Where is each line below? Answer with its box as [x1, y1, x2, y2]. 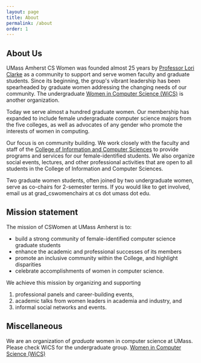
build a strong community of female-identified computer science [14, 235, 176, 242]
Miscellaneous [6, 321, 63, 331]
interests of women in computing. [6, 128, 90, 135]
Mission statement [6, 207, 78, 218]
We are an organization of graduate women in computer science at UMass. [6, 337, 193, 344]
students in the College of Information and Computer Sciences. [6, 165, 164, 173]
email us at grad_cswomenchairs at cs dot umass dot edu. [6, 190, 151, 197]
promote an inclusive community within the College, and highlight [14, 254, 178, 261]
